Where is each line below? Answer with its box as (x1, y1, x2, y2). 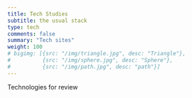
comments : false (7, 30, 55, 38)
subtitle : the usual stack (7, 17, 87, 24)
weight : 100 (7, 43, 43, 50)
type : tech (7, 23, 40, 31)
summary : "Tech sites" (7, 37, 75, 44)
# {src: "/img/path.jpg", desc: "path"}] (7, 63, 161, 70)
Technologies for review (7, 82, 78, 91)
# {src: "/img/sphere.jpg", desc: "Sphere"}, (7, 57, 174, 64)
